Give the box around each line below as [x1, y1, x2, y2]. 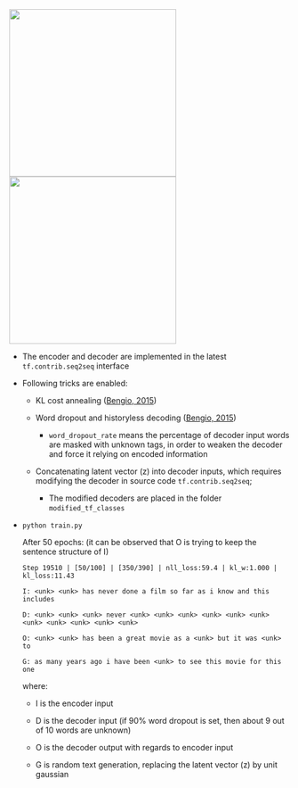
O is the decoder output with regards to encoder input [35, 742, 234, 752]
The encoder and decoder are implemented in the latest [21, 352, 227, 361]
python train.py [21, 521, 83, 530]
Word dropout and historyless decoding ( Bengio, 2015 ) [35, 412, 238, 423]
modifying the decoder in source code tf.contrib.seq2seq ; [35, 476, 253, 485]
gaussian [35, 769, 69, 779]
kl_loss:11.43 [21, 571, 75, 580]
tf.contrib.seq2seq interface [21, 361, 130, 371]
